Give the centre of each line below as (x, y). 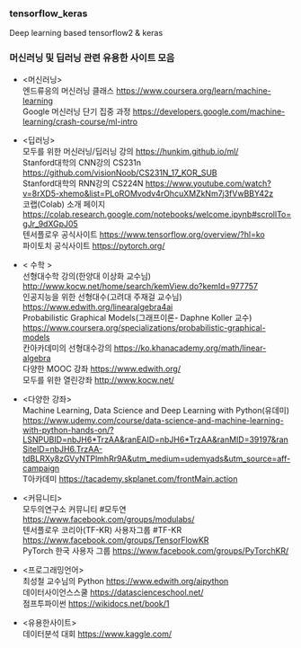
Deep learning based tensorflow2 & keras (86, 33)
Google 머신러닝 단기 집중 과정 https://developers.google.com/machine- (154, 111)
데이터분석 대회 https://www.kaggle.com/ (97, 634)
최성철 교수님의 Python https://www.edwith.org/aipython (125, 581)
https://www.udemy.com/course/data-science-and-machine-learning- (153, 420)
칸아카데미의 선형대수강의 (67, 348)
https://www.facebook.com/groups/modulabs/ (108, 519)
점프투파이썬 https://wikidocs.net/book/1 (96, 603)
